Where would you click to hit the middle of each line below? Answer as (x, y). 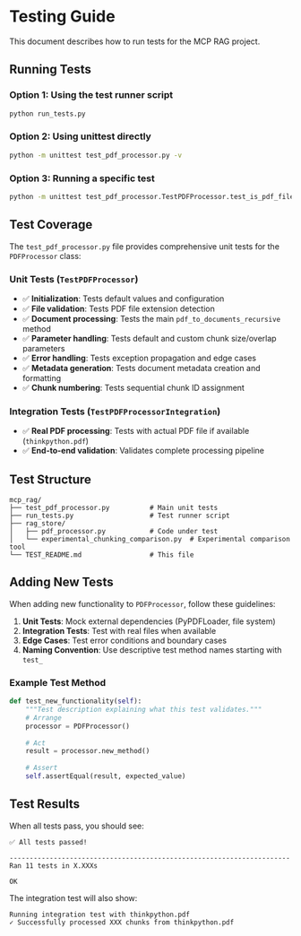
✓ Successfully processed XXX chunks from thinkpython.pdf (122, 922)
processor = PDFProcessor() (77, 726)
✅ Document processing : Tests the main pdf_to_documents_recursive (151, 318)
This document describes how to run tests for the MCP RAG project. (135, 41)
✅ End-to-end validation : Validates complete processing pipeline (143, 451)
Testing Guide (62, 17)
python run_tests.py (48, 114)
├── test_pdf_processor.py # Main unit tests (114, 508)
